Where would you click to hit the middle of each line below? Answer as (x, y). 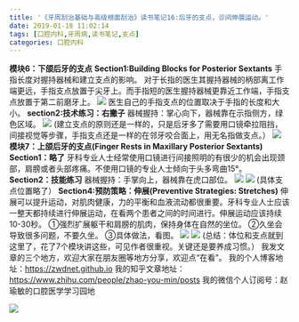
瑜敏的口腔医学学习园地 (52, 291)
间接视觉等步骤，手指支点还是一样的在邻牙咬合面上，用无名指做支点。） (140, 135)
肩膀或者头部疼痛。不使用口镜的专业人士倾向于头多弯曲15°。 (136, 169)
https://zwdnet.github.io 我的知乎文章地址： (105, 269)
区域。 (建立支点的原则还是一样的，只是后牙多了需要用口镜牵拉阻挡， (149, 125)
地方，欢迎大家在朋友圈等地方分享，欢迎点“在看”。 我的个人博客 (158, 258)
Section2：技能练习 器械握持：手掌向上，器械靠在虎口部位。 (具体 (142, 180)
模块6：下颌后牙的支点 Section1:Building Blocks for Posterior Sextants (141, 68)
